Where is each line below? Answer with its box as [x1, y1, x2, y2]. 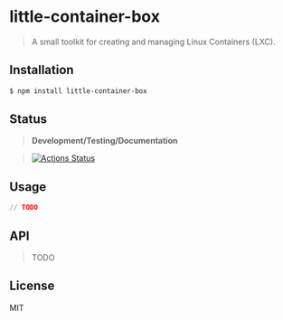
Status [9, 111, 48, 127]
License [9, 278, 55, 294]
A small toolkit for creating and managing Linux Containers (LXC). [31, 36, 276, 47]
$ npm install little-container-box [9, 86, 147, 96]
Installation [9, 62, 74, 78]
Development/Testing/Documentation [31, 136, 178, 146]
